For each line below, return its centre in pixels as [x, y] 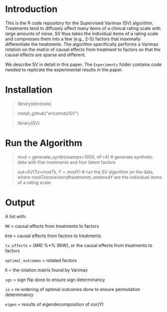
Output [20, 202]
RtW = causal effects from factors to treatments [53, 236]
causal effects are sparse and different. [46, 55]
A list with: [16, 216]
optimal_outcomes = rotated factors [41, 260]
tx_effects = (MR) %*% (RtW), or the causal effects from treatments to [79, 245]
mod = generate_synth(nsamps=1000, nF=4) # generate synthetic [85, 157]
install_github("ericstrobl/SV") [48, 113]
